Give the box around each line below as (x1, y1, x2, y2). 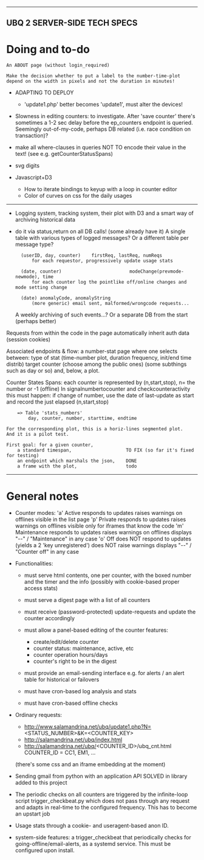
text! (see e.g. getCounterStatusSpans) (15, 150, 114, 158)
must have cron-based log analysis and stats (24, 688, 137, 695)
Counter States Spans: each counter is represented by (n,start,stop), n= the (6, 379, 195, 386)
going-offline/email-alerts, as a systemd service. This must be (15, 841, 171, 848)
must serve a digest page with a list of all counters (24, 596, 151, 604)
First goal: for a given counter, (6, 442, 94, 448)
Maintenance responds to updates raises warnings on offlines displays (15, 529, 192, 536)
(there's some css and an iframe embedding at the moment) (15, 761, 166, 768)
